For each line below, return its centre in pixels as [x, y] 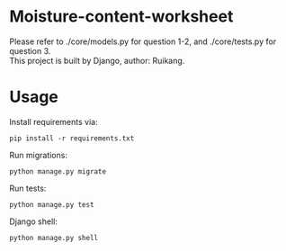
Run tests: [28, 188]
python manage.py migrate [58, 171]
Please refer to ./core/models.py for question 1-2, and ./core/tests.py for [143, 41]
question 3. [30, 50]
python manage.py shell [54, 238]
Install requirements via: [54, 121]
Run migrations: [38, 155]
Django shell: [34, 221]
